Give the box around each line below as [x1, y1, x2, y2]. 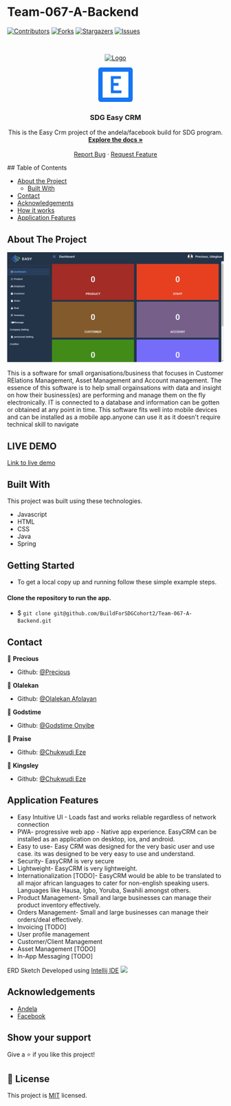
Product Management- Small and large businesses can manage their [16, 893, 212, 901]
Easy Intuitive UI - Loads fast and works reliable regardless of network [16, 812, 217, 821]
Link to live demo [7, 459, 56, 467]
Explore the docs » [88, 136, 143, 144]
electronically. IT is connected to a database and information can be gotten [7, 398, 220, 407]
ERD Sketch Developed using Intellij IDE [7, 966, 119, 974]
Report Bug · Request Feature [74, 150, 157, 158]
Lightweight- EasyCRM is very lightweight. [16, 864, 137, 872]
